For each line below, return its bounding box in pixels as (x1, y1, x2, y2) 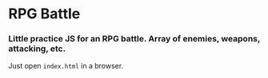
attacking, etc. (8, 43, 66, 54)
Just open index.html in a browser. (8, 61, 124, 71)
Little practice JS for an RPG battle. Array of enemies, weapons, (8, 33, 261, 45)
